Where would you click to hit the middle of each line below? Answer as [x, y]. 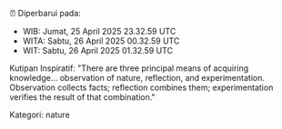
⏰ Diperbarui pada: [45, 13]
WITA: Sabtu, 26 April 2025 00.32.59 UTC [101, 41]
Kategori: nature [40, 114]
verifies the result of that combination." [83, 97]
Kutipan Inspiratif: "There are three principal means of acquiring [129, 68]
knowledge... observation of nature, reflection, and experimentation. [137, 78]
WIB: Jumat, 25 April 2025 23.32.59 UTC [99, 31]
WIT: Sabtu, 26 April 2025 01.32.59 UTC [98, 50]
